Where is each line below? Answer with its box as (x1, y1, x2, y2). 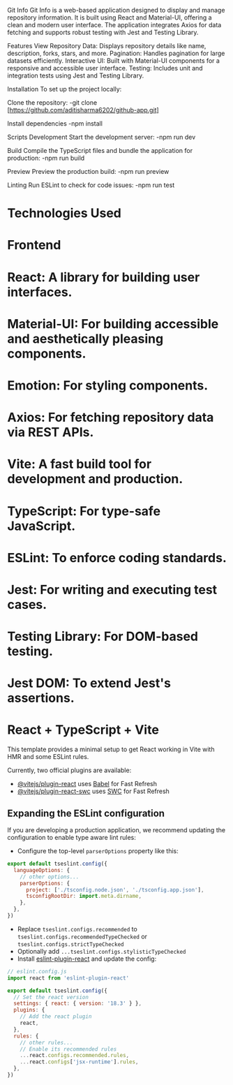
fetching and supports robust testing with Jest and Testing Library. (7, 28, 199, 36)
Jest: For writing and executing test (7, 582, 218, 598)
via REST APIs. (7, 425, 94, 441)
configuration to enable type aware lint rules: (7, 834, 136, 841)
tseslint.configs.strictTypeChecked (17, 940, 124, 948)
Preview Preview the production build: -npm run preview (7, 168, 170, 175)
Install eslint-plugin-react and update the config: (17, 954, 157, 963)
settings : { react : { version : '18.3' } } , (13, 1000, 142, 1007)
